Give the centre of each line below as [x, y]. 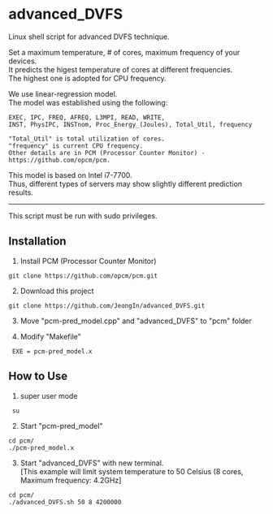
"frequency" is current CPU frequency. [76, 146]
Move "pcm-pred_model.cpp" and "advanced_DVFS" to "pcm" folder [136, 321]
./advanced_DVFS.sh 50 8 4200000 [65, 502]
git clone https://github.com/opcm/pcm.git [83, 276]
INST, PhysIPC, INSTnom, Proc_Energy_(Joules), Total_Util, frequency [130, 124]
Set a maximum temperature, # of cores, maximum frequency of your [124, 52]
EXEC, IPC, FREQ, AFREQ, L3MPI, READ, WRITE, [87, 117]
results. [21, 192]
